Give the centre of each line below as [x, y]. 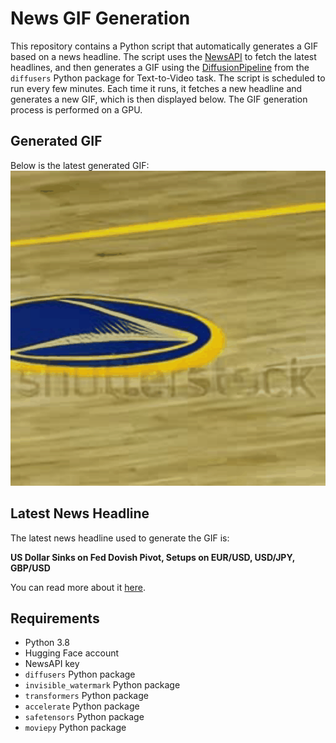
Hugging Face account [72, 653]
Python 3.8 [47, 643]
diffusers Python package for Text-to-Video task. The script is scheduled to [168, 78]
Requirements [55, 618]
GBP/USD [30, 568]
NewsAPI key [52, 664]
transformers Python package [86, 696]
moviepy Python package [75, 728]
